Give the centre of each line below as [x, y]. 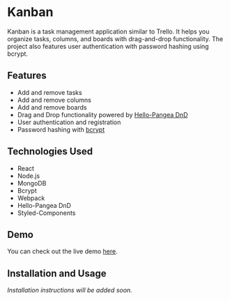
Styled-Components [46, 213]
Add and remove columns [54, 100]
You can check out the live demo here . [62, 251]
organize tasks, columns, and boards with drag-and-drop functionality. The [115, 38]
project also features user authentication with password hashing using [108, 46]
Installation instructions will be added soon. [70, 290]
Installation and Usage [57, 273]
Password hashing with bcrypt [61, 129]
